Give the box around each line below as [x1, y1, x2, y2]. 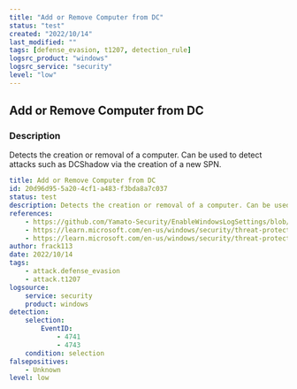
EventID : [41, 324, 73, 333]
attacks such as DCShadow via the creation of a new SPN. [9, 159, 222, 170]
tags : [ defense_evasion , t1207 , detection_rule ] [9, 46, 192, 55]
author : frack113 [9, 242, 73, 251]
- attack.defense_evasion [25, 267, 121, 276]
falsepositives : [9, 357, 69, 366]
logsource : [9, 283, 49, 292]
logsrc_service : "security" [9, 63, 113, 72]
